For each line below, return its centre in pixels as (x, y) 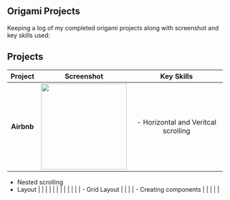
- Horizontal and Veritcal (177, 122)
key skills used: (29, 35)
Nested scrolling (40, 182)
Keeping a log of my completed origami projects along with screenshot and (113, 27)
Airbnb (23, 126)
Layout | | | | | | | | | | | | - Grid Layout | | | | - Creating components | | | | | (118, 189)
